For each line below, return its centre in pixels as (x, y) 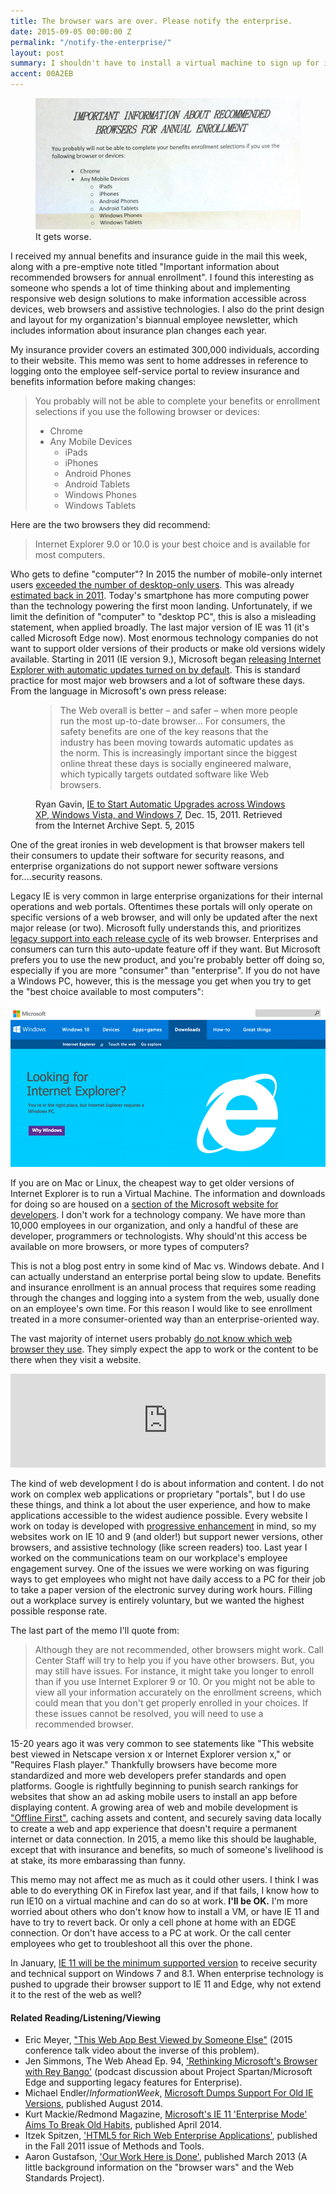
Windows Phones (100, 494)
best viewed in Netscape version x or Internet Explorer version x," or (151, 1754)
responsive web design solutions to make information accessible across (158, 298)
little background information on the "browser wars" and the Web (159, 2167)
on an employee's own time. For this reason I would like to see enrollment (161, 1309)
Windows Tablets (100, 505)
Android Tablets (97, 484)
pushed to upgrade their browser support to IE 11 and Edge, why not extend (166, 1984)
